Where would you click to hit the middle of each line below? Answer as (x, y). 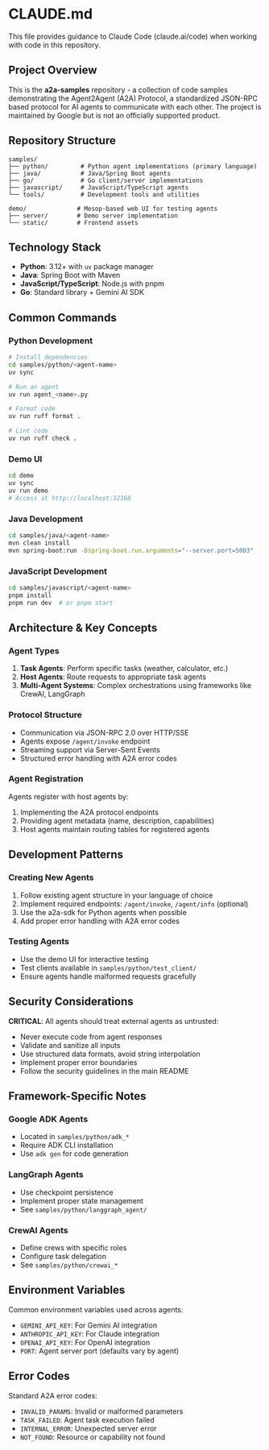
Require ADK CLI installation (66, 1145)
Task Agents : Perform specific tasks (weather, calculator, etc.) (124, 669)
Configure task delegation (63, 1256)
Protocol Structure (46, 715)
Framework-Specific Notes (77, 1096)
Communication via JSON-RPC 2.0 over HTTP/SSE (104, 732)
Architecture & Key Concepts (83, 628)
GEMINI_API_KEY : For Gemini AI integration (89, 1325)
